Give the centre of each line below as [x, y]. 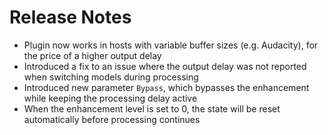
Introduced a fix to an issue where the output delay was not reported [165, 66]
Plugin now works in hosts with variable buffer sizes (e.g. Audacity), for [171, 45]
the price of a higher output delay [92, 55]
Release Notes [70, 17]
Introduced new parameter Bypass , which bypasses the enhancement [166, 87]
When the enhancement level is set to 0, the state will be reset [152, 108]
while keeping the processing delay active [110, 98]
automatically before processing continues [112, 119]
